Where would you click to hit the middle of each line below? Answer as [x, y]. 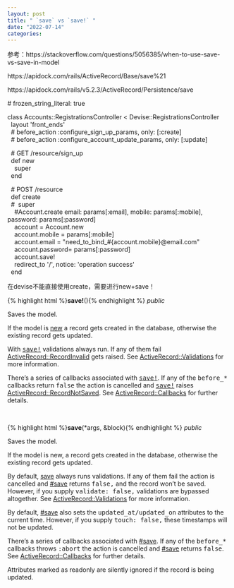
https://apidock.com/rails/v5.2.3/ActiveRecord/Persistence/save [100, 90]
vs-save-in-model [33, 62]
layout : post [26, 14]
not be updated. [31, 527]
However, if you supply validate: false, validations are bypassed [108, 491]
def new [23, 161]
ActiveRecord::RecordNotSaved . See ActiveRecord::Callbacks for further [113, 393]
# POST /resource [37, 190]
